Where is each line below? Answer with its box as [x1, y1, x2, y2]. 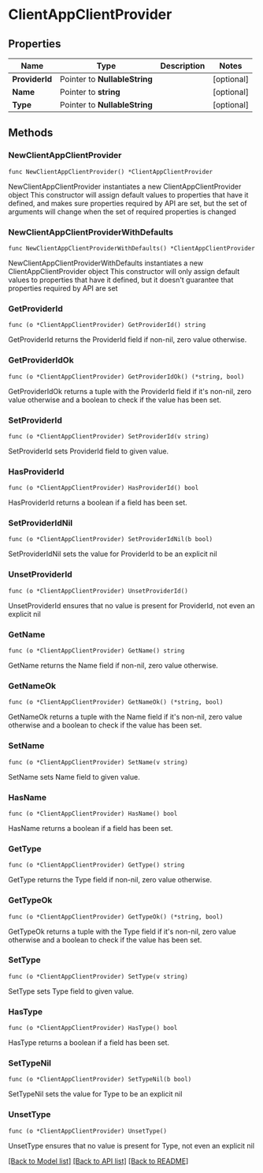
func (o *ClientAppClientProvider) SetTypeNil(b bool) [8, 1076, 192, 1084]
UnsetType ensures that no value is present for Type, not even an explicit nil [8, 1141, 254, 1150]
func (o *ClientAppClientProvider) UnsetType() [8, 1127, 168, 1135]
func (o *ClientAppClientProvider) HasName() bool [8, 810, 178, 818]
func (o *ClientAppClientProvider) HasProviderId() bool [8, 484, 199, 492]
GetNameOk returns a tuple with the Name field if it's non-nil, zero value [8, 712, 243, 722]
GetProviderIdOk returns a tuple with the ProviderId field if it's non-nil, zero [8, 386, 252, 396]
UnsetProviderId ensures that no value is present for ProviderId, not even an [8, 600, 255, 610]
